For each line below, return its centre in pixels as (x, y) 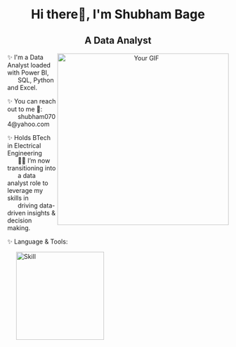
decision (20, 220)
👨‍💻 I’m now (34, 160)
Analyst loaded (29, 65)
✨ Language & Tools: (38, 241)
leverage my (25, 190)
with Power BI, (28, 72)
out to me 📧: (25, 109)
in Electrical (24, 146)
